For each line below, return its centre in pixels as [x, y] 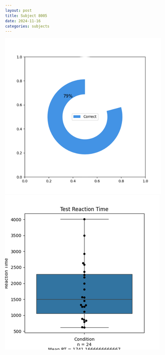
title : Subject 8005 [26, 16]
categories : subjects [27, 26]
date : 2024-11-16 [23, 21]
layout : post [19, 10]
